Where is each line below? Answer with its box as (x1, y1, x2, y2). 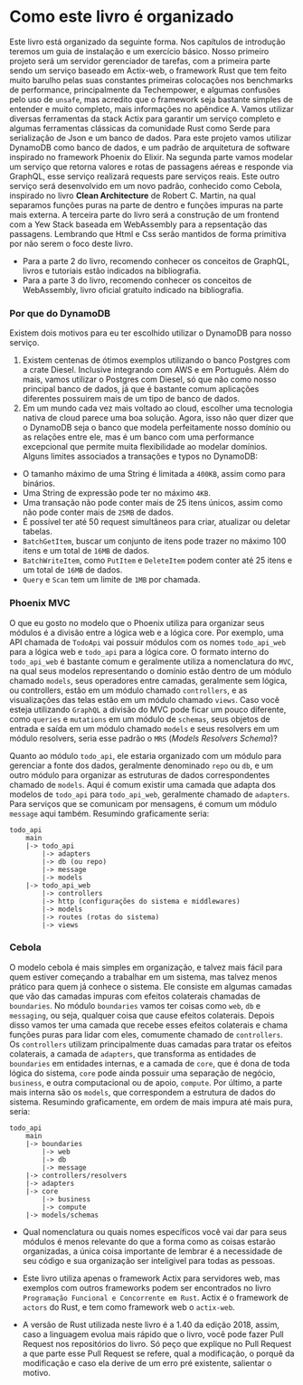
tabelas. (22, 526, 52, 537)
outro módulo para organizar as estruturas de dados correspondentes (9, 769, 270, 780)
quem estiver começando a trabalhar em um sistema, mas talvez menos (9, 971, 278, 982)
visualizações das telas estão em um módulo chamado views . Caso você (9, 694, 280, 705)
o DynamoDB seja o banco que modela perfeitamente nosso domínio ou (22, 422, 291, 433)
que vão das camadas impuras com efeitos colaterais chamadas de (9, 991, 260, 1001)
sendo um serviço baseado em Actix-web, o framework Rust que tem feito (9, 65, 288, 76)
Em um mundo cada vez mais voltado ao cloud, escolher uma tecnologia (22, 403, 294, 413)
